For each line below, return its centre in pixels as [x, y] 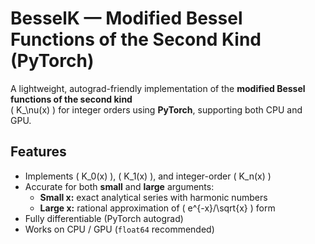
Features [38, 152]
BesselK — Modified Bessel [126, 18]
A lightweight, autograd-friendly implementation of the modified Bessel [158, 88]
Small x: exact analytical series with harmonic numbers [153, 197]
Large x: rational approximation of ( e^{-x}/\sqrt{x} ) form [157, 208]
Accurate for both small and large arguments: [119, 186]
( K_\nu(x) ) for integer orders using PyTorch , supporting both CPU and [156, 109]
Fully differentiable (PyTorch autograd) [104, 218]
